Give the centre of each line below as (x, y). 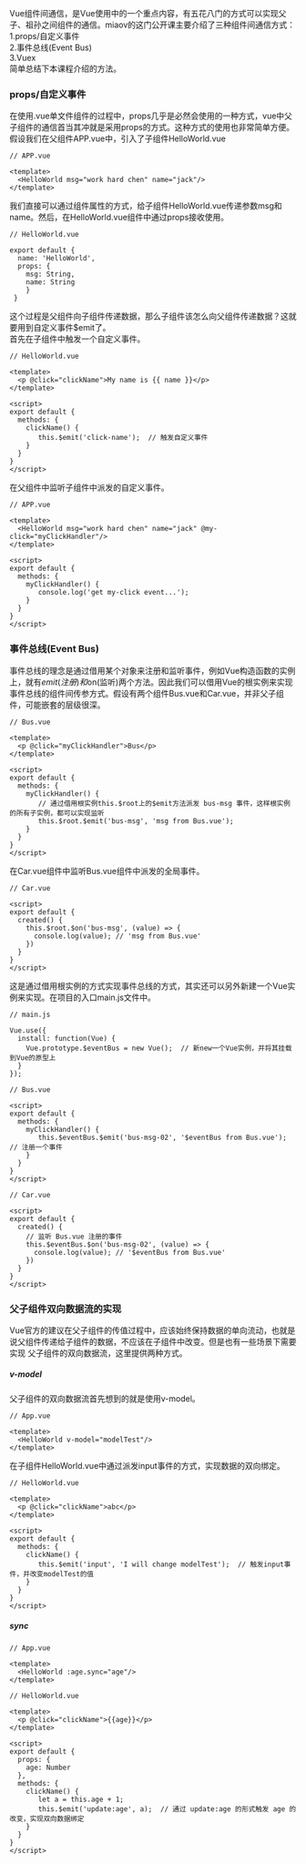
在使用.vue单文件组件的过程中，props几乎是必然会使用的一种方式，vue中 (147, 116)
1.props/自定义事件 (45, 36)
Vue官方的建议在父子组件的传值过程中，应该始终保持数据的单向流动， (141, 1330)
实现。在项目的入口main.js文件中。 (91, 997)
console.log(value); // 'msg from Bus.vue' (117, 936)
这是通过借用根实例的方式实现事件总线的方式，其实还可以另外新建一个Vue (149, 985)
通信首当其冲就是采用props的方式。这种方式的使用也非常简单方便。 (167, 127)
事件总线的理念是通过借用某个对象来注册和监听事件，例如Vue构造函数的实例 (153, 670)
